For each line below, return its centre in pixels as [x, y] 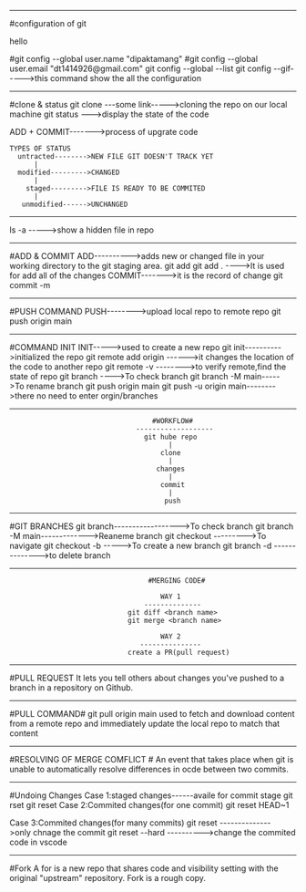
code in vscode [39, 842]
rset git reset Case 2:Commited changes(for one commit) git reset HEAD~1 [149, 805]
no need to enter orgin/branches [97, 396]
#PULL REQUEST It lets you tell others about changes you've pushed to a [147, 678]
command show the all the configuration [126, 78]
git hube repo [171, 437]
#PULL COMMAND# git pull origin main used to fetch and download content [152, 714]
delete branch [85, 555]
